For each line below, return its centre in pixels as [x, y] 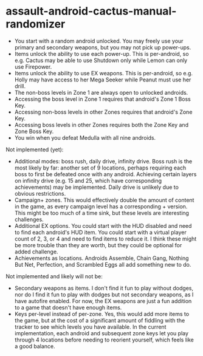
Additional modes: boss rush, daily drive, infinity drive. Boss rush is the [103, 161]
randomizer [36, 24]
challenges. [29, 219]
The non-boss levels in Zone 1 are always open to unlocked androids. [101, 92]
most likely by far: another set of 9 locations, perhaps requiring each [100, 168]
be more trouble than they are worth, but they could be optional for [98, 245]
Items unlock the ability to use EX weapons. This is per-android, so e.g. [103, 73]
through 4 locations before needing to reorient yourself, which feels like [104, 340]
